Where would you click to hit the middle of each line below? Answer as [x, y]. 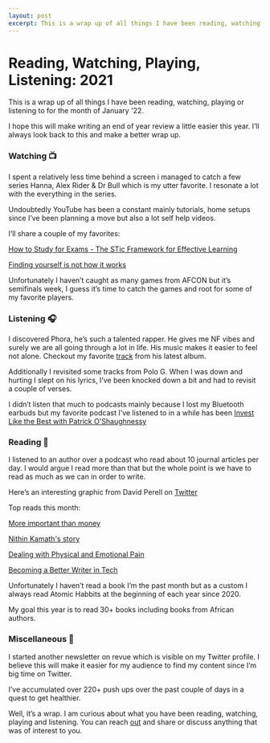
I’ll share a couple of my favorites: [64, 233]
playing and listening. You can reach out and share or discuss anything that [133, 722]
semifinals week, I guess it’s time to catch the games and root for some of [131, 288]
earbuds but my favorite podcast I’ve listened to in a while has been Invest [131, 413]
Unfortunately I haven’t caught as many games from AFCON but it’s [120, 280]
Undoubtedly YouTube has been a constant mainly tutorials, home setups [129, 209]
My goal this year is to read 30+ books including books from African [121, 610]
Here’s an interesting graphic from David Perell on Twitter [103, 492]
